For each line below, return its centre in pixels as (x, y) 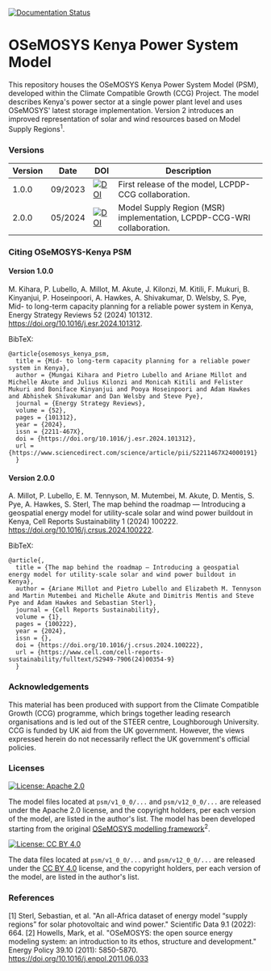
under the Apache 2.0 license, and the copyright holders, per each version (132, 810)
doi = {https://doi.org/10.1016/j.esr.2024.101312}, (106, 439)
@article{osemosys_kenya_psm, (59, 354)
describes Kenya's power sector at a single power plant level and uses (125, 102)
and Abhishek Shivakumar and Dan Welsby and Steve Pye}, (106, 397)
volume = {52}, (41, 411)
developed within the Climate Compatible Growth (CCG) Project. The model (134, 93)
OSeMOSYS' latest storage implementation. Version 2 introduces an (121, 110)
